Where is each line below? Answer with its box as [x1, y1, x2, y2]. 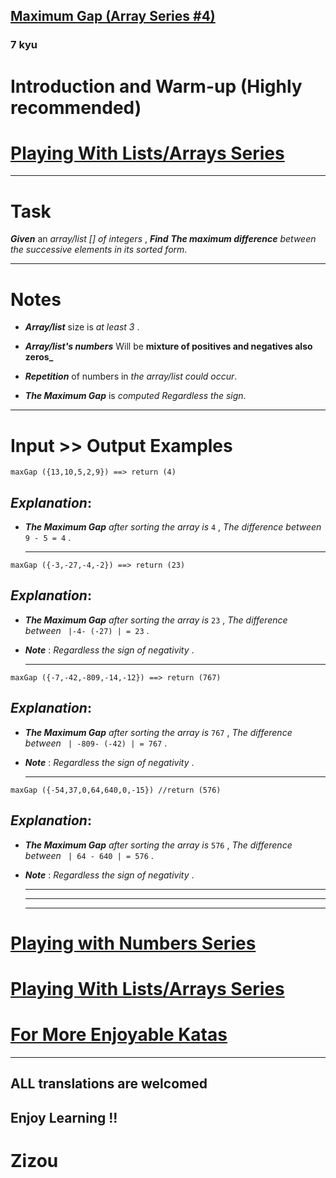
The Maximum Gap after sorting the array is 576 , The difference [24, 839, 293, 851]
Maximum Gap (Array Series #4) [10, 8, 216, 25]
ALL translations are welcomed [10, 1075, 208, 1093]
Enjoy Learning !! [10, 1109, 118, 1126]
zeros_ [24, 351, 54, 363]
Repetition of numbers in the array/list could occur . [24, 370, 238, 383]
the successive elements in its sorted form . [10, 244, 188, 256]
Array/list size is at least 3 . [24, 321, 140, 333]
